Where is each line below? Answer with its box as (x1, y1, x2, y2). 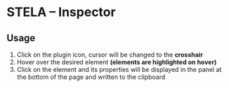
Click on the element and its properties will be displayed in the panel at (16, 66, 222, 73)
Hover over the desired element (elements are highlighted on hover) (16, 58, 217, 66)
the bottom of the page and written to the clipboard (16, 73, 166, 81)
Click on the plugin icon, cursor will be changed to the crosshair (16, 50, 203, 59)
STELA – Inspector (6, 4, 117, 20)
